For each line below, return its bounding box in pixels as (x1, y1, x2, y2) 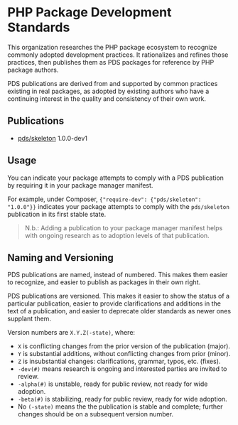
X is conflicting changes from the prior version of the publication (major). (17, 342, 231, 350)
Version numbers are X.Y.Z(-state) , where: (7, 328, 136, 337)
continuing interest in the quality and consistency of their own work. (7, 94, 207, 103)
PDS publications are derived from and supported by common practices (7, 79, 218, 87)
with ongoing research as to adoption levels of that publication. (24, 231, 210, 240)
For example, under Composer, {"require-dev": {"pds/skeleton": (7, 195, 202, 203)
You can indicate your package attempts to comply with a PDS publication (7, 173, 224, 182)
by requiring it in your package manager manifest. (7, 181, 153, 189)
